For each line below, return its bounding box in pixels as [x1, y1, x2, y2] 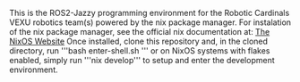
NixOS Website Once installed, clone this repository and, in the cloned [9, 36, 269, 46]
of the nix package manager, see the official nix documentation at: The [9, 27, 270, 37]
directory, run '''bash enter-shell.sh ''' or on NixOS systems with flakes [9, 45, 270, 56]
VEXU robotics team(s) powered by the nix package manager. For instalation [9, 17, 292, 28]
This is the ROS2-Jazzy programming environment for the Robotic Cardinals [9, 8, 290, 18]
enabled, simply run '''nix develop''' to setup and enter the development [9, 55, 275, 65]
